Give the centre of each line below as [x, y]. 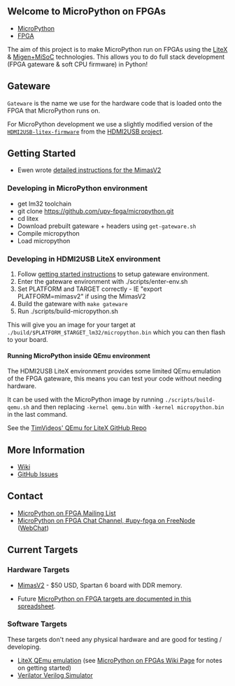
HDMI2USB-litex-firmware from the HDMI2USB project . [85, 131]
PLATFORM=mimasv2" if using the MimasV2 [81, 296]
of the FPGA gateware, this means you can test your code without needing [115, 379]
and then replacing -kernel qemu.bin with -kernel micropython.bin [128, 407]
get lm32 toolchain [44, 203]
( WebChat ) [33, 528]
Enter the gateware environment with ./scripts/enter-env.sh [102, 282]
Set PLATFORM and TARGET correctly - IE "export [90, 289]
